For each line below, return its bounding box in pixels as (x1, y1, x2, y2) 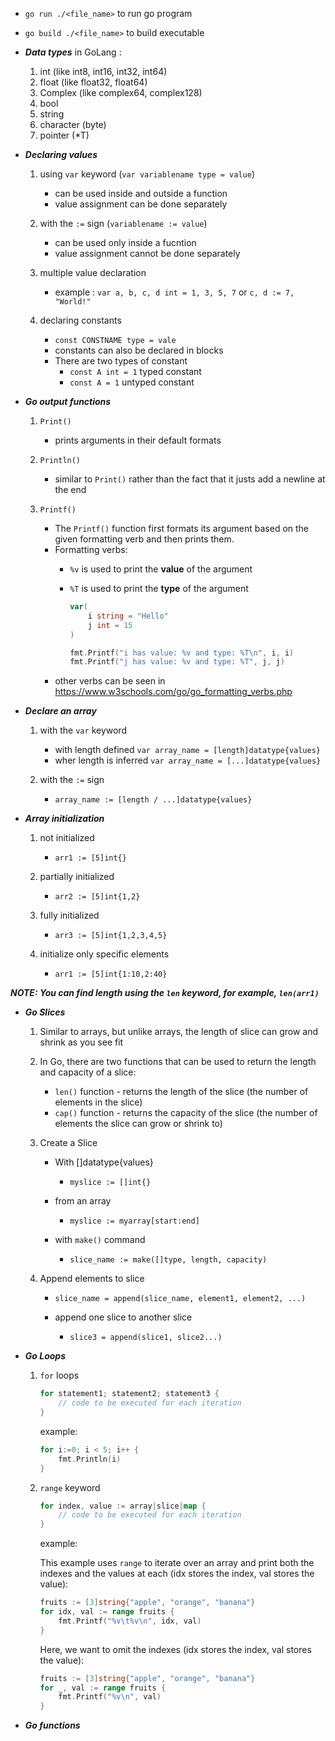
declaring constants (39, 314, 122, 326)
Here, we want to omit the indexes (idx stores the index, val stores (39, 1643, 312, 1655)
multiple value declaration (39, 267, 147, 278)
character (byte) (39, 119, 107, 130)
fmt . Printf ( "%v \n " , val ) (58, 1692, 162, 1702)
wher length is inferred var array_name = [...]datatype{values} (54, 754, 322, 767)
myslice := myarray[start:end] (69, 1216, 200, 1227)
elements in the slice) (54, 1096, 143, 1108)
